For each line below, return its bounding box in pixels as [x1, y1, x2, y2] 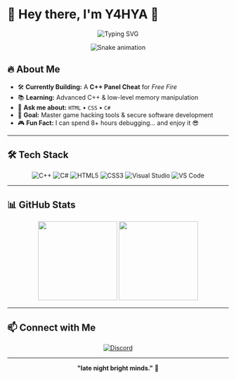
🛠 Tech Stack [7, 149, 69, 161]
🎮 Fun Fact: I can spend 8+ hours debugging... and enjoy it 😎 [17, 119, 199, 127]
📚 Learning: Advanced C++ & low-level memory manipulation [17, 93, 199, 101]
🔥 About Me [7, 63, 60, 76]
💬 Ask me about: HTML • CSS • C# [17, 103, 111, 112]
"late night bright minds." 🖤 [77, 364, 159, 373]
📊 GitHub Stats [7, 199, 76, 211]
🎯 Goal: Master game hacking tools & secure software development [17, 110, 214, 119]
